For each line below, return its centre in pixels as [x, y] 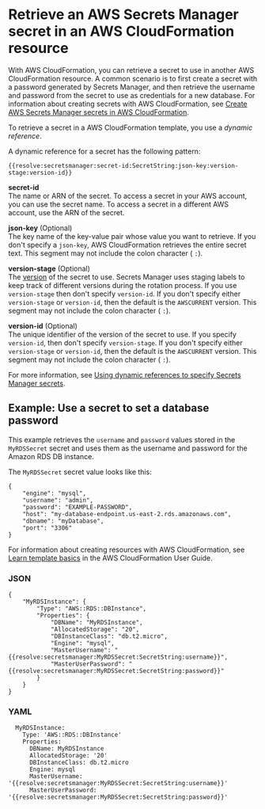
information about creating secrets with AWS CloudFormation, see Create [128, 104]
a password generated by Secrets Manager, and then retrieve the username [132, 87]
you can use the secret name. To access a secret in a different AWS [119, 204]
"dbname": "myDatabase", [63, 521]
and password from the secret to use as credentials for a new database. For [132, 95]
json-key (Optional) [40, 228]
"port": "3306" [47, 528]
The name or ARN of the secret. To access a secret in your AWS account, [128, 196]
